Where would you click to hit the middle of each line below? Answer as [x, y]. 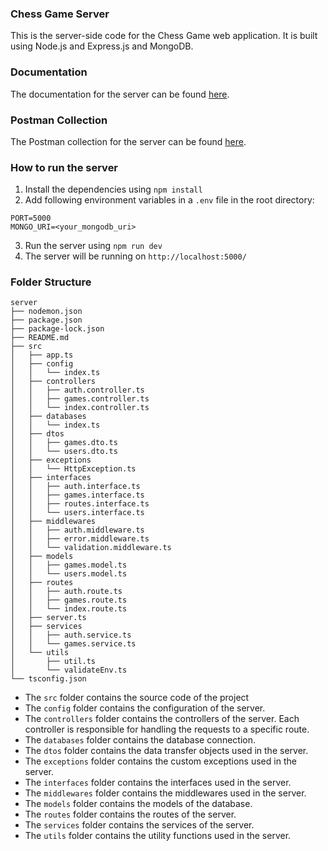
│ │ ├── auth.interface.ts [75, 487]
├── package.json [46, 320]
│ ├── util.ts [53, 662]
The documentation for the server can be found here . [120, 94]
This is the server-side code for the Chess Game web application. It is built [164, 36]
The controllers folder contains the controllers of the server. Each [162, 719]
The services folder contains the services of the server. [139, 825]
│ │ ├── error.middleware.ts [80, 539]
